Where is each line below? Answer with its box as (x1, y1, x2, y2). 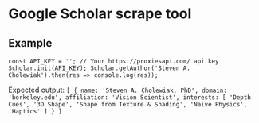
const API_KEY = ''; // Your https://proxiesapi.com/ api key (8, 57, 219, 65)
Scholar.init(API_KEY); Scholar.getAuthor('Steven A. (8, 64, 191, 72)
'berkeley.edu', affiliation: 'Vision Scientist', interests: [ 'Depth (8, 94, 251, 102)
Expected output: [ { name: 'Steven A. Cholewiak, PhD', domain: (8, 85, 227, 94)
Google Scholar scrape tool (8, 5, 192, 23)
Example (8, 37, 53, 50)
